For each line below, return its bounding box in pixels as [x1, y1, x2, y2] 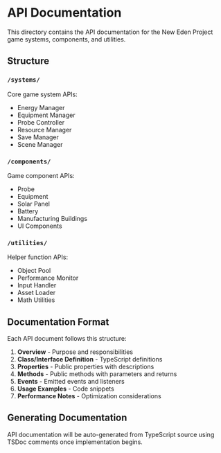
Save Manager [17, 133, 59, 141]
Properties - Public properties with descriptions [17, 362, 154, 371]
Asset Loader [17, 289, 56, 297]
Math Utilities [17, 296, 55, 304]
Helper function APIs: [7, 253, 68, 261]
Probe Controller [17, 118, 64, 126]
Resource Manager [17, 125, 72, 134]
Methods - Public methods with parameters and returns [17, 370, 177, 378]
